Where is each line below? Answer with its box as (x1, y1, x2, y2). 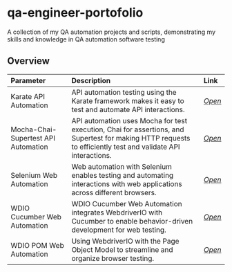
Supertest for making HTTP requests (71, 133, 191, 143)
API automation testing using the (71, 87, 177, 97)
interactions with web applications (71, 179, 183, 188)
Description (71, 75, 111, 85)
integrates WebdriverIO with (71, 208, 163, 217)
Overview (7, 55, 50, 67)
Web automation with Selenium (71, 161, 173, 171)
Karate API (10, 91, 45, 101)
